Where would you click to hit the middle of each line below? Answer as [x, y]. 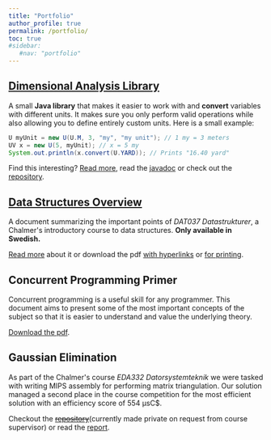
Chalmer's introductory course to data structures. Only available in [120, 231]
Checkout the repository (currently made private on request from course [128, 418]
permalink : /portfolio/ [49, 31]
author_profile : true [45, 23]
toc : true [25, 38]
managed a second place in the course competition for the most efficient [130, 394]
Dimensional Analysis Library [84, 86]
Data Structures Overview [75, 202]
